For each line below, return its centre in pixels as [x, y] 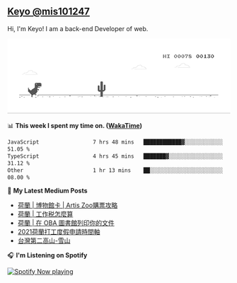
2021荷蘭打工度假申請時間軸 [59, 231]
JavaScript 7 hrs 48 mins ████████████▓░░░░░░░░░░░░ [115, 142]
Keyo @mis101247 [49, 12]
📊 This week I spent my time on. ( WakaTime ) [75, 125]
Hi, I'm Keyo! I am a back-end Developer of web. [78, 28]
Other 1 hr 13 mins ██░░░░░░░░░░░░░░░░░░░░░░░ [115, 170]
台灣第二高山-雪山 [44, 241]
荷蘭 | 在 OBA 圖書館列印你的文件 [66, 223]
